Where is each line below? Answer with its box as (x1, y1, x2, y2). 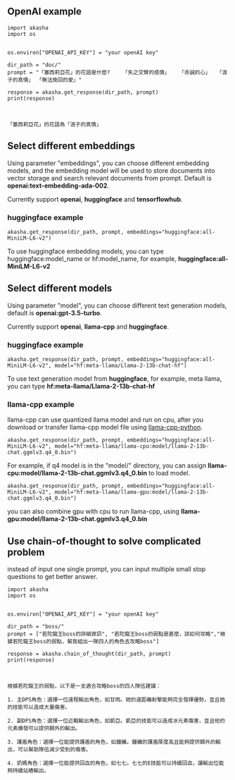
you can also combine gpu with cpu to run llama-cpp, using (7, 507, 179, 516)
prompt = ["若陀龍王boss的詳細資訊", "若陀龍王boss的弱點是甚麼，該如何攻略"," (7, 630, 220, 638)
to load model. (148, 469, 191, 477)
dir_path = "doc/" (7, 61, 61, 68)
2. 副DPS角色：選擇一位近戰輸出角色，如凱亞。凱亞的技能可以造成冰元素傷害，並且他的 (7, 717, 225, 725)
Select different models (7, 282, 113, 295)
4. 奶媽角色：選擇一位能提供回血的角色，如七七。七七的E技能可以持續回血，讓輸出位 (7, 760, 220, 767)
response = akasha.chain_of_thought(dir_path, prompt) (7, 650, 172, 658)
